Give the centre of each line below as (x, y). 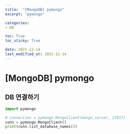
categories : (17, 23)
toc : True (15, 36)
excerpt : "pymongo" (25, 14)
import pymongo (21, 109)
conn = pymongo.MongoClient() (36, 122)
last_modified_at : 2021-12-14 (36, 54)
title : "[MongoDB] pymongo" (35, 10)
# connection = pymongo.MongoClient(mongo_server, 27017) (65, 117)
